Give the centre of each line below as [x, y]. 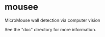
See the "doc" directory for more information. [51, 29]
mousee [22, 7]
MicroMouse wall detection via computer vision [52, 20]
